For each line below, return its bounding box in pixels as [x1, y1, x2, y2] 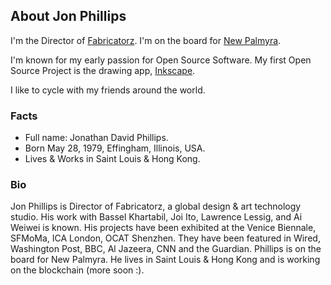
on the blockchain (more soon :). [10, 264, 145, 276]
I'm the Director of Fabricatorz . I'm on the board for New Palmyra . [10, 34, 282, 46]
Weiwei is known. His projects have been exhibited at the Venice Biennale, [10, 222, 317, 234]
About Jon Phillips [10, 8, 127, 25]
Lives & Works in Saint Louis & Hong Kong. [24, 153, 201, 165]
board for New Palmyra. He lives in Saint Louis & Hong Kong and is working [10, 254, 321, 266]
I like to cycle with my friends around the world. [10, 84, 206, 96]
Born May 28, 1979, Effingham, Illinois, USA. [24, 142, 206, 154]
